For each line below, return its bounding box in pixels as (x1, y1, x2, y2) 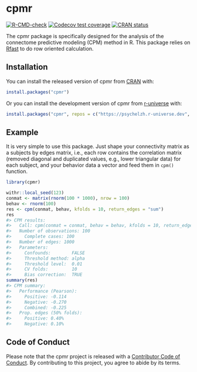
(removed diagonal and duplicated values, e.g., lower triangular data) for (6, 155, 181, 163)
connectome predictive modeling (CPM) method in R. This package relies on (6, 39, 191, 46)
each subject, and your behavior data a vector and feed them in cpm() (6, 162, 174, 169)
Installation (6, 62, 48, 72)
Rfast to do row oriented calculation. (6, 45, 94, 52)
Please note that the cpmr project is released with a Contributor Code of (6, 353, 181, 360)
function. (6, 168, 28, 175)
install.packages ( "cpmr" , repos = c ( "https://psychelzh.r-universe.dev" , (6, 111, 191, 117)
